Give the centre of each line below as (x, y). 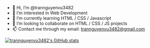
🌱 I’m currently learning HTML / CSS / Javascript (62, 18)
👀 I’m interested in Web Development (50, 13)
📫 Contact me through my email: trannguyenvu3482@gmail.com (79, 29)
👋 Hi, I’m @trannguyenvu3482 (43, 8)
